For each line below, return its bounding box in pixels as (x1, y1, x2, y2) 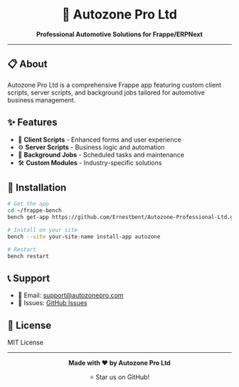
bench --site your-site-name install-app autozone (7, 233, 161, 240)
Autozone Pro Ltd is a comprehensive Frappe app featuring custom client (7, 80, 222, 89)
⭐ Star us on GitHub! (89, 373, 150, 381)
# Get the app (7, 201, 50, 208)
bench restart (7, 253, 50, 260)
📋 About (7, 58, 48, 70)
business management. (7, 95, 76, 104)
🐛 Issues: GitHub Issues (17, 299, 87, 307)
